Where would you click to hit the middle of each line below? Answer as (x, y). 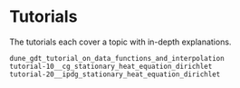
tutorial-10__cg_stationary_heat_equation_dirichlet (111, 66)
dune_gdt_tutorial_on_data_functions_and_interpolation (117, 58)
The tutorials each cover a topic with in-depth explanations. (120, 42)
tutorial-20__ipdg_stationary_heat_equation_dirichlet (115, 74)
